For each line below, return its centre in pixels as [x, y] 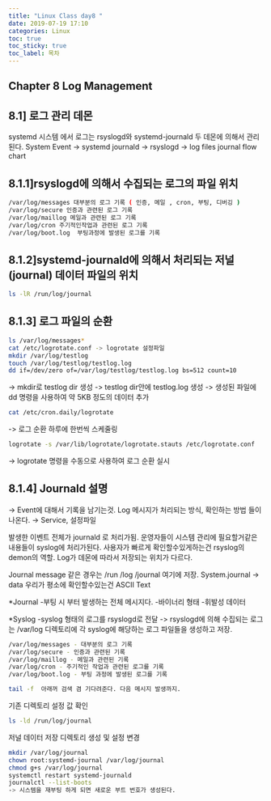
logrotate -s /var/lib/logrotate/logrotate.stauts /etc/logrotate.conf [131, 445]
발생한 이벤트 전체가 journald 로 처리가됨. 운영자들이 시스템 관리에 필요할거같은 [133, 537]
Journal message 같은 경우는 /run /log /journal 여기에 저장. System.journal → [134, 574]
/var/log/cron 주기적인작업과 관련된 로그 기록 [78, 225]
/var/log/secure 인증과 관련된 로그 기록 [71, 210]
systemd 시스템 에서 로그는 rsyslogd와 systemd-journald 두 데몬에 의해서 [127, 137]
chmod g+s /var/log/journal [56, 768]
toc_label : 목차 [34, 53]
